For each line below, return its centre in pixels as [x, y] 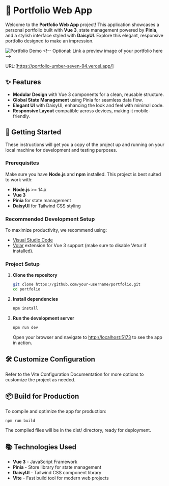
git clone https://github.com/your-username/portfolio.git [77, 285]
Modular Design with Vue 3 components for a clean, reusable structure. [88, 94]
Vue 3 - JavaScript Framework [45, 462]
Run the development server [44, 318]
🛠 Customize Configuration [50, 359]
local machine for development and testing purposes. [61, 150]
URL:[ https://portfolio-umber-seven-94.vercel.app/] [60, 66]
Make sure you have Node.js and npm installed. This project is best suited [83, 174]
